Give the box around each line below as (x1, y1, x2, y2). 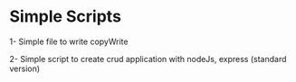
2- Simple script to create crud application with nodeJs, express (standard (9, 53, 287, 64)
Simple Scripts (9, 6, 122, 27)
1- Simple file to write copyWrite (9, 36, 129, 47)
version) (9, 63, 41, 74)
